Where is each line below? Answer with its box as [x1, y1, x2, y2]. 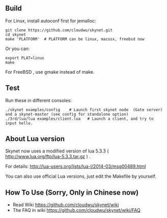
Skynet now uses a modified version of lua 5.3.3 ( [5, 148, 109, 154]
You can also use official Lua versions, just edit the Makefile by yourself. [5, 173, 157, 180]
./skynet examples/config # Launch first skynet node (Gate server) [5, 107, 163, 112]
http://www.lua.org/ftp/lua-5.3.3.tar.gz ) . [5, 154, 91, 160]
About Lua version [5, 135, 65, 143]
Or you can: [5, 46, 30, 52]
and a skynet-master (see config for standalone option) [5, 112, 129, 117]
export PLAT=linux [5, 55, 44, 60]
